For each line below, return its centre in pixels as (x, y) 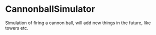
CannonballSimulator (50, 9)
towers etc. (17, 28)
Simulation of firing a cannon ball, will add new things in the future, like (78, 23)
